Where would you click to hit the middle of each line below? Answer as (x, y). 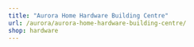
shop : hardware (33, 30)
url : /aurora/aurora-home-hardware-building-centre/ (97, 23)
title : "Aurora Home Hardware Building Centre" (89, 16)
